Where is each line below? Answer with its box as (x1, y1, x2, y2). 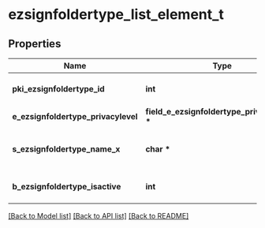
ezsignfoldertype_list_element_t (8, 6, 225, 24)
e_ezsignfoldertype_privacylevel (12, 111, 138, 121)
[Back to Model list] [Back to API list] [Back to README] (8, 211, 189, 220)
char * (145, 144, 171, 155)
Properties (8, 37, 62, 50)
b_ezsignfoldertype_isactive (12, 181, 121, 192)
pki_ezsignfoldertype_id (12, 84, 105, 94)
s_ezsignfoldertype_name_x (12, 144, 121, 155)
